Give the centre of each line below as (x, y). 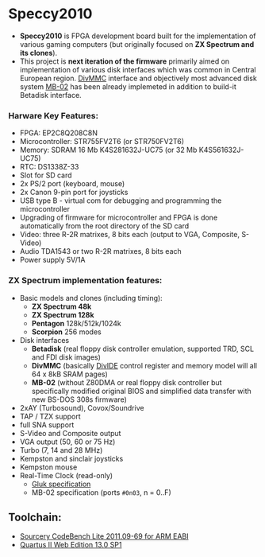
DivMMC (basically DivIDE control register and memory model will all (144, 365)
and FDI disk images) (66, 357)
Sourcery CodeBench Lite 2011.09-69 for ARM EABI (104, 536)
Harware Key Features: (54, 115)
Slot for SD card (46, 175)
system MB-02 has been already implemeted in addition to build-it (128, 86)
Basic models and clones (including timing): (91, 298)
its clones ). (38, 53)
